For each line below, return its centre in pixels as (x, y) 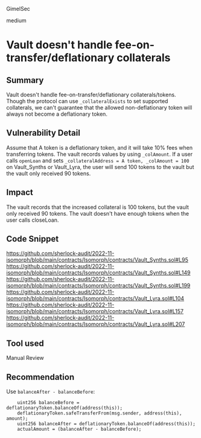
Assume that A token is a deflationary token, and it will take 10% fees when (100, 147)
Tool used (25, 343)
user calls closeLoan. (33, 220)
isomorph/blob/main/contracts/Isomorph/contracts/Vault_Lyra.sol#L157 (95, 311)
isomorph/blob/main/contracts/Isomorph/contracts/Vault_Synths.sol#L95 (97, 260)
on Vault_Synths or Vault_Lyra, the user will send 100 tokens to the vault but (100, 167)
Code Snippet (33, 239)
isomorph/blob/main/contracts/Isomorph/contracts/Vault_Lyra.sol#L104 (95, 299)
